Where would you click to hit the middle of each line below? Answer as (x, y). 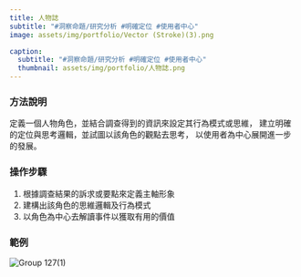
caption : (26, 51)
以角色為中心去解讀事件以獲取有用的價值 (99, 216)
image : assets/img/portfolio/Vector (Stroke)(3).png (112, 35)
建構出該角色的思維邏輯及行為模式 (87, 205)
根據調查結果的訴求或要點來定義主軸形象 (99, 193)
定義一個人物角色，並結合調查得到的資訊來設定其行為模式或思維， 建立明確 (150, 123)
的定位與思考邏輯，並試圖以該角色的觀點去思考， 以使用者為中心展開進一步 (150, 135)
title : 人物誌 (34, 18)
